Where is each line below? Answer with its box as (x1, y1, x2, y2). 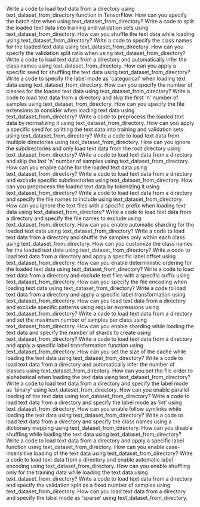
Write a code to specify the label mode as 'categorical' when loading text (6, 75, 186, 82)
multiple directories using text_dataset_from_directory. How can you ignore (6, 139, 191, 145)
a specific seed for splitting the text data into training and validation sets (6, 126, 184, 133)
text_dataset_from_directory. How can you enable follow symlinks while (6, 405, 182, 412)
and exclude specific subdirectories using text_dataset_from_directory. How (6, 176, 193, 184)
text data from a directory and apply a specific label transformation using (6, 291, 186, 298)
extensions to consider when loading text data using (6, 107, 135, 114)
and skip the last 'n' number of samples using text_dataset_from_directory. (6, 158, 190, 164)
